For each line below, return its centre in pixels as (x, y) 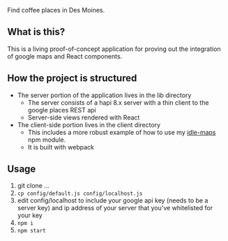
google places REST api (62, 110)
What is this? (36, 32)
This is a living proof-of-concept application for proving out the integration (114, 49)
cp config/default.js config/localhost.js (80, 194)
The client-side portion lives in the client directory (89, 124)
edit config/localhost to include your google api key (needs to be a (113, 200)
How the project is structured (72, 79)
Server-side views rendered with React (84, 117)
